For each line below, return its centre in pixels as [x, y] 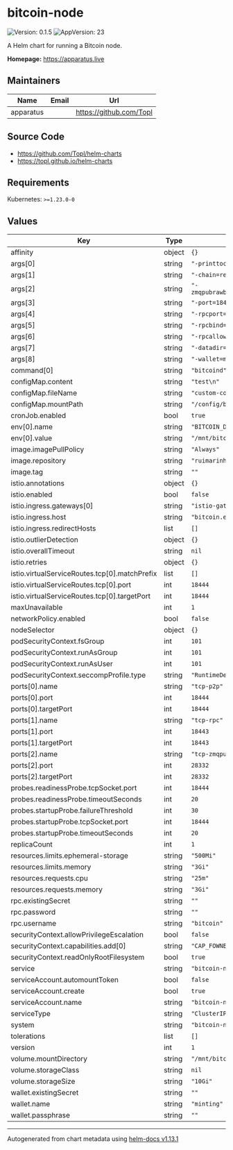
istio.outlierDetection [44, 540]
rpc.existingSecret [41, 901]
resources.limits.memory [51, 867]
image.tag [27, 472]
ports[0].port [32, 698]
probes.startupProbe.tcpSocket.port [69, 822]
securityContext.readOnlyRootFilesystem [78, 958]
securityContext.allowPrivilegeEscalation [77, 935]
